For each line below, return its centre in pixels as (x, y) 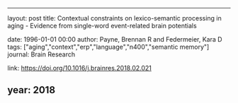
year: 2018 (31, 90)
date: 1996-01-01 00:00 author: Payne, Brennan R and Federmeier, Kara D (115, 39)
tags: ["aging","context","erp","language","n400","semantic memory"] (108, 47)
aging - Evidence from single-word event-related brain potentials (102, 26)
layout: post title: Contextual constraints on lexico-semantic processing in (114, 18)
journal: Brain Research (41, 54)
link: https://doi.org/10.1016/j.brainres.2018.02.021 (80, 68)
